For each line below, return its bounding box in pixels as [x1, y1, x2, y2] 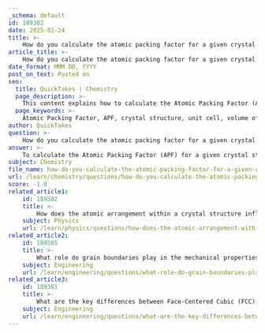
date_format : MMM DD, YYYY [8, 63, 97, 71]
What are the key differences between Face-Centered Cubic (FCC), [36, 297, 259, 305]
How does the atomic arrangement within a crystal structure [36, 210, 242, 218]
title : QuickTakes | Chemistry [15, 84, 118, 93]
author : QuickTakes [8, 122, 73, 129]
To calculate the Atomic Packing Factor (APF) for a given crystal [22, 151, 248, 159]
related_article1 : [8, 187, 69, 196]
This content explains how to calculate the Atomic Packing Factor [22, 99, 248, 107]
